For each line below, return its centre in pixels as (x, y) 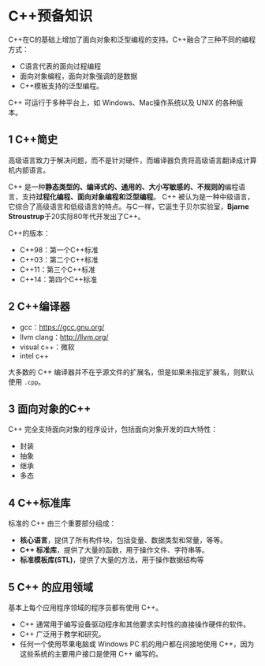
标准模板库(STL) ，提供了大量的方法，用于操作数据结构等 (112, 560)
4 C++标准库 (39, 502)
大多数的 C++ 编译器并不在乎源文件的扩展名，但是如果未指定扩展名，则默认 (131, 372)
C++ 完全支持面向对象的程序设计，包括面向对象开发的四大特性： (113, 430)
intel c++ (34, 355)
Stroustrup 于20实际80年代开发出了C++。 (77, 216)
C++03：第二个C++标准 (59, 259)
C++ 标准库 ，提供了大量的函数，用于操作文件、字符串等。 (114, 550)
